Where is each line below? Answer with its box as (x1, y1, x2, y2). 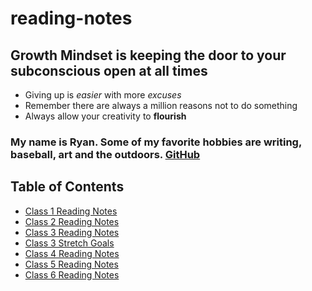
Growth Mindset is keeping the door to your (10, 47, 287, 64)
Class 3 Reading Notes (24, 226, 120, 238)
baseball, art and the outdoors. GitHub (10, 147, 201, 161)
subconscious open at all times (10, 62, 208, 79)
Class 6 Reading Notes (24, 268, 120, 281)
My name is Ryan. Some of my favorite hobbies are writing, (10, 135, 302, 149)
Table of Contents (10, 178, 125, 196)
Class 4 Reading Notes (24, 247, 120, 259)
